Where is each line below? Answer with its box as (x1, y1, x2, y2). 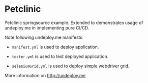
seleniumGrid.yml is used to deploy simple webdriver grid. (11, 63, 130, 69)
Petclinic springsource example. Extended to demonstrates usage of (4, 20, 144, 26)
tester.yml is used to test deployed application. (11, 53, 109, 59)
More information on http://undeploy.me (4, 72, 86, 78)
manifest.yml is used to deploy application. (11, 44, 99, 50)
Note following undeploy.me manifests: (4, 34, 84, 40)
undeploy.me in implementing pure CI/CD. (4, 25, 89, 30)
